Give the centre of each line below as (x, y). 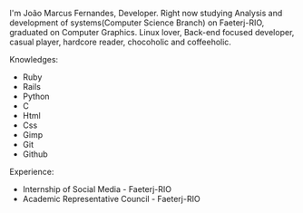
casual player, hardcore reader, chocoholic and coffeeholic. (120, 42)
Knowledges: (34, 59)
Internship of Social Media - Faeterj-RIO (97, 189)
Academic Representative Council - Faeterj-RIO (112, 199)
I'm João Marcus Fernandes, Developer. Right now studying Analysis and (146, 13)
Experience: (32, 172)
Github (35, 154)
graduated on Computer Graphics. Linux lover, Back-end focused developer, (152, 32)
